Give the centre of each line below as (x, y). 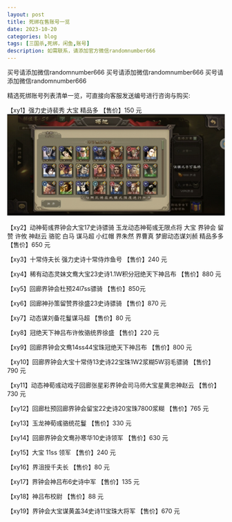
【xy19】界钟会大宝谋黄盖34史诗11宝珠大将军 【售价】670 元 (94, 511)
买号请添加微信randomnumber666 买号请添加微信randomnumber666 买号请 (115, 72)
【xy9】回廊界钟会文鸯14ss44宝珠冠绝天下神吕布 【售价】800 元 (99, 348)
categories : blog (32, 37)
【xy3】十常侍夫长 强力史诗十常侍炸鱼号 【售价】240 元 (87, 259)
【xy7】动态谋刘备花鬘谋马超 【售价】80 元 (69, 318)
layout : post (26, 14)
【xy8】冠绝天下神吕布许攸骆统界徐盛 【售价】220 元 (83, 333)
